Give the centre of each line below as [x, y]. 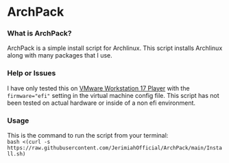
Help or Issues [32, 73]
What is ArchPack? [39, 34]
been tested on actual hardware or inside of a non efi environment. [101, 103]
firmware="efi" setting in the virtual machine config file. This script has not [113, 95]
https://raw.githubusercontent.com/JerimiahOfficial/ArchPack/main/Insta [115, 148]
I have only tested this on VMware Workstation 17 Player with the [98, 88]
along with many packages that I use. [60, 55]
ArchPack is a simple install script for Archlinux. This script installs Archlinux [115, 48]
